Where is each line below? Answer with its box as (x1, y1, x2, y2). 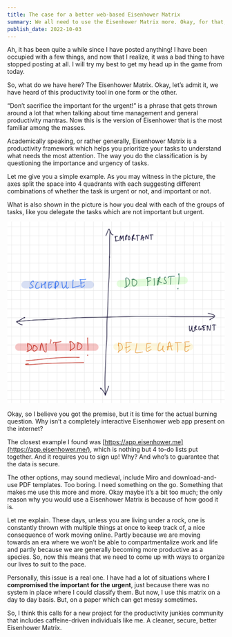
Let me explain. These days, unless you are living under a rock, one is (7, 516, 206, 524)
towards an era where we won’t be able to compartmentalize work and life (7, 538, 218, 546)
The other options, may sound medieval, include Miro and (7, 473, 171, 482)
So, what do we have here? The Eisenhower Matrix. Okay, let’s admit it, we (7, 81, 219, 89)
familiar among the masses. (7, 124, 86, 132)
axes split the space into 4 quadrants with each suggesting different (7, 180, 201, 188)
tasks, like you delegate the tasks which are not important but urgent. (7, 208, 204, 216)
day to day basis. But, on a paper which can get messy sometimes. (7, 596, 198, 604)
